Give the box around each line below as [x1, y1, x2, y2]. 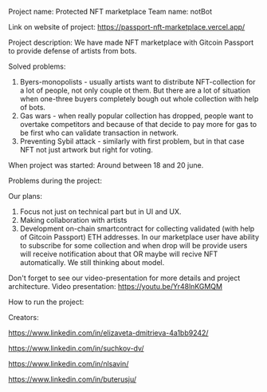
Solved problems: [8, 61, 66, 71]
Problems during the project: [8, 176, 102, 185]
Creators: [8, 313, 39, 322]
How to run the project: [8, 297, 84, 307]
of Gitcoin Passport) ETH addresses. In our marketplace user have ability [19, 232, 260, 242]
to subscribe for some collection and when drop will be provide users [19, 241, 248, 250]
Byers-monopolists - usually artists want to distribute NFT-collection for [19, 77, 256, 86]
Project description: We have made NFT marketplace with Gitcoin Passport [8, 38, 254, 47]
